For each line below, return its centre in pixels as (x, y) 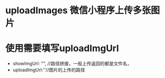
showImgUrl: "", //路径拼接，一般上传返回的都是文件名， (72, 64)
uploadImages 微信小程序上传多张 (78, 10)
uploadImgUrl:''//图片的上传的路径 (49, 70)
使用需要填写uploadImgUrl (62, 48)
